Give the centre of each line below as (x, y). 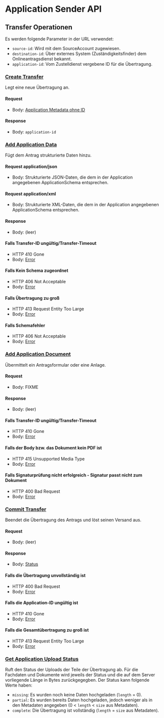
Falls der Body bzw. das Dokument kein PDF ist (53, 448)
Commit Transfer (26, 509)
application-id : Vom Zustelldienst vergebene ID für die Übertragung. (82, 64)
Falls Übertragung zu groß (32, 298)
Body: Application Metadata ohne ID (49, 109)
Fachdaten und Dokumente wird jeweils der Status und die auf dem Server (80, 675)
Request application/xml (31, 194)
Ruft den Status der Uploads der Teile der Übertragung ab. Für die (72, 670)
